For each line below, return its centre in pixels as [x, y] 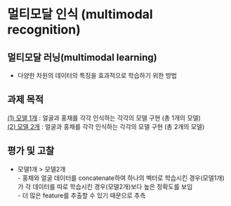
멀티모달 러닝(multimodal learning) [82, 57]
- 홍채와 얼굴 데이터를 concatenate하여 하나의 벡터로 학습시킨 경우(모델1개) [121, 178]
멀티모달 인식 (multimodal [80, 14]
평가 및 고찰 [31, 151]
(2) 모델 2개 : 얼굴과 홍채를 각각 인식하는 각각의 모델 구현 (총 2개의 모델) [106, 126]
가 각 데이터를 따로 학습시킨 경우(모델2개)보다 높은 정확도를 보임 [105, 186]
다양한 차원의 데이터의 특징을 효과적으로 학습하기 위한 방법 [97, 75]
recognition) [44, 30]
